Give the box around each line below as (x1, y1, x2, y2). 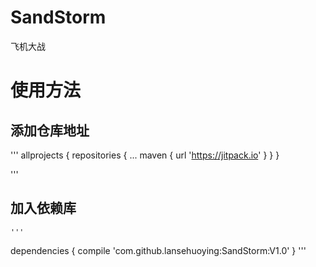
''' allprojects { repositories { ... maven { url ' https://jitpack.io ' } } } (10, 149, 280, 161)
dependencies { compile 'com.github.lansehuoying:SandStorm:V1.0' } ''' (10, 244, 307, 256)
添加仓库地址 (10, 122, 90, 139)
